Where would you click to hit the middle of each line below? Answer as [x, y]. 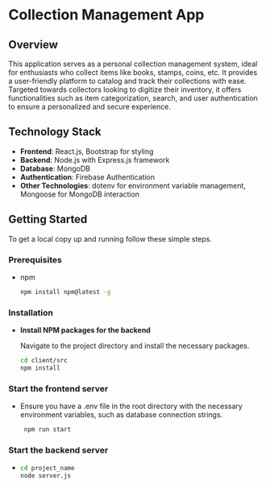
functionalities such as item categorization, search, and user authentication [133, 98]
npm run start [48, 430]
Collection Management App [106, 15]
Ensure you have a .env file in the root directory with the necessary [131, 406]
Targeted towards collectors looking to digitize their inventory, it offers [125, 89]
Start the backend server [58, 450]
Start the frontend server [58, 388]
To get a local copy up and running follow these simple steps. [110, 238]
